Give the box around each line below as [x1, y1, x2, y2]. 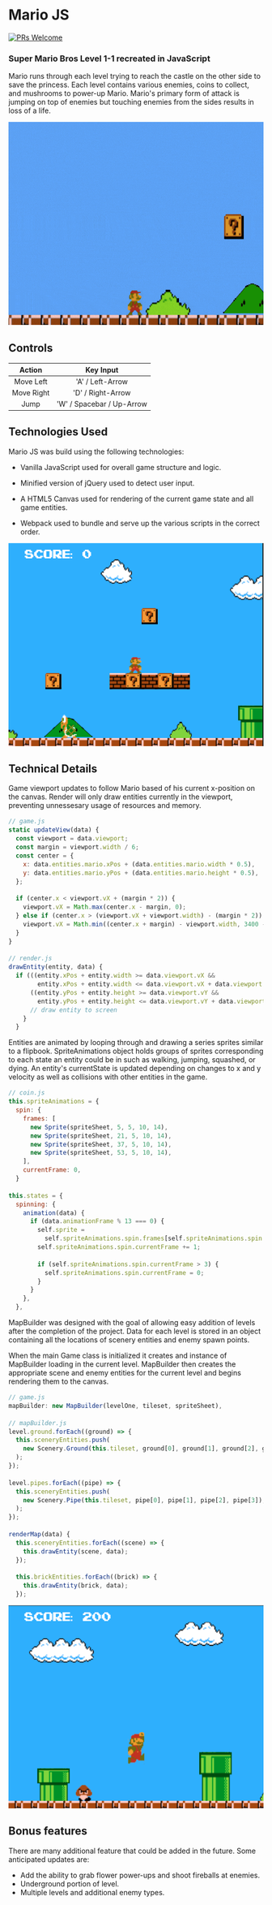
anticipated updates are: [8, 1854, 90, 1864]
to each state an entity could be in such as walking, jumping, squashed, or [8, 1055, 257, 1065]
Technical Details [8, 762, 98, 775]
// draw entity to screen [29, 1005, 117, 1014]
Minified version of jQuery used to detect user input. [19, 477, 195, 488]
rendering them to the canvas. [8, 1376, 109, 1386]
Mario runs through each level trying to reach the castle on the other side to [8, 71, 261, 81]
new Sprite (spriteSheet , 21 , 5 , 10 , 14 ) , [29, 1131, 172, 1140]
